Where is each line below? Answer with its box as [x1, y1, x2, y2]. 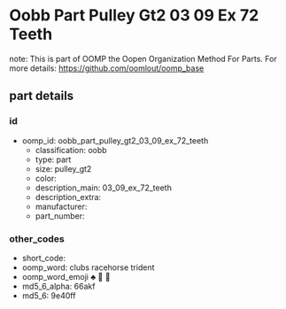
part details [9, 89, 74, 104]
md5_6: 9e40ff [21, 290, 76, 301]
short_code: [21, 252, 66, 263]
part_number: [35, 210, 85, 221]
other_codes [9, 232, 65, 244]
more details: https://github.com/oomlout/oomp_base [9, 63, 205, 73]
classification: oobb [35, 144, 108, 155]
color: [35, 173, 58, 183]
